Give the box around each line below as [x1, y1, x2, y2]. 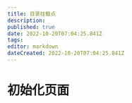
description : [7, 17, 46, 24]
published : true [7, 23, 55, 30]
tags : [7, 37, 23, 44]
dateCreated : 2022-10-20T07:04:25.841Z [7, 50, 125, 57]
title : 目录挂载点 [7, 10, 56, 18]
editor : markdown [7, 43, 59, 50]
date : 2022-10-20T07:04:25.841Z [7, 30, 102, 37]
